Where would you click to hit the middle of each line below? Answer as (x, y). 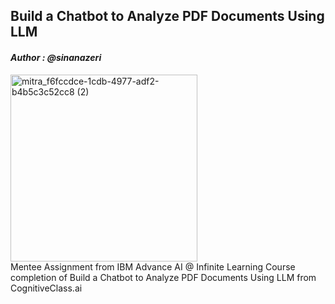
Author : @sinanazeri (56, 57)
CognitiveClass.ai (46, 288)
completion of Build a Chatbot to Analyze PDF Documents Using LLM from (163, 277)
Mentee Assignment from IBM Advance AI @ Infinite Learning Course (153, 266)
